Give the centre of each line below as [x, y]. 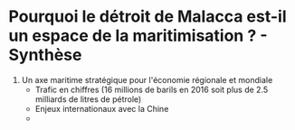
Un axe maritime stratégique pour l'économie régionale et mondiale [147, 79]
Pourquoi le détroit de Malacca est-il [147, 17]
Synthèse [45, 55]
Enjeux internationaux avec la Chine [102, 108]
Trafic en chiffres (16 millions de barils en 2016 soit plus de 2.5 [152, 89]
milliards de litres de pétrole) [88, 99]
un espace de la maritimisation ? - [138, 36]
